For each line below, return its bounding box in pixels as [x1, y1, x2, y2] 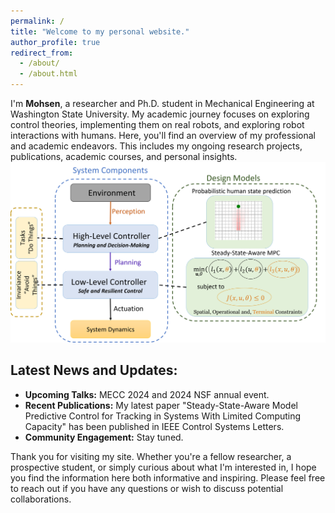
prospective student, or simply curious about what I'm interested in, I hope [10, 461, 317, 473]
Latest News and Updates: [10, 362, 178, 379]
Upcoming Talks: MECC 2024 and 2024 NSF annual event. [24, 388, 270, 400]
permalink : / [10, 16, 65, 26]
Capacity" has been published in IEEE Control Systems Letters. [24, 420, 285, 432]
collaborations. [10, 493, 72, 505]
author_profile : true [10, 37, 101, 47]
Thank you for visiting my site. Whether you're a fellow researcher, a [10, 450, 292, 462]
